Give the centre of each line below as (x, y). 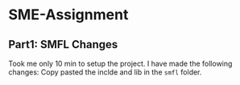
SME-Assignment (68, 15)
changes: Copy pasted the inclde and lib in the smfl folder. (105, 72)
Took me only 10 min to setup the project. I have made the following (120, 63)
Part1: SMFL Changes (63, 45)
